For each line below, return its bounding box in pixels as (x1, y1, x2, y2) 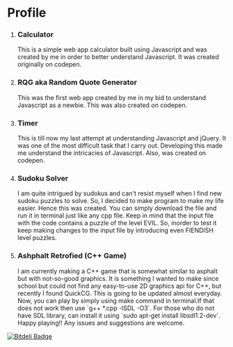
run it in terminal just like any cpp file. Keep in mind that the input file (17, 211, 214, 220)
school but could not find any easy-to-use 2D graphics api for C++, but (17, 282, 222, 290)
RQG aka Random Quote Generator (17, 78, 138, 88)
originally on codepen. (17, 60, 82, 69)
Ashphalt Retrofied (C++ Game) (17, 251, 127, 261)
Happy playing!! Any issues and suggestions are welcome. (17, 318, 185, 327)
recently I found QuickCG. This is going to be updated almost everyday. (17, 289, 223, 297)
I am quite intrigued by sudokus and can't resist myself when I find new (17, 189, 223, 197)
